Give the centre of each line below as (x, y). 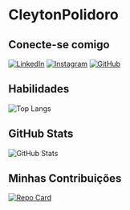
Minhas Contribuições (65, 179)
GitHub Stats (41, 134)
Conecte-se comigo (59, 45)
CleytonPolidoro (63, 15)
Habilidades (39, 89)
